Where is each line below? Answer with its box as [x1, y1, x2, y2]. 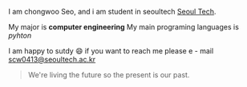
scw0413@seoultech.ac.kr [8, 55, 96, 64]
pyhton [8, 31, 32, 40]
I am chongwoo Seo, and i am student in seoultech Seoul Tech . [8, 7, 217, 16]
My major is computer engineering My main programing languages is [8, 22, 239, 31]
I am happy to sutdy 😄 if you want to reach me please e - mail [8, 46, 214, 55]
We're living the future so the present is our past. [27, 70, 190, 79]
